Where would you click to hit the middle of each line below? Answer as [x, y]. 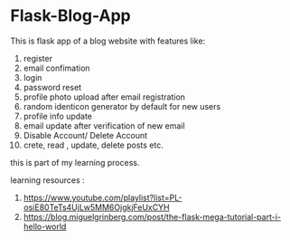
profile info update [58, 116]
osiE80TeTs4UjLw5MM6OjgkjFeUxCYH [96, 207]
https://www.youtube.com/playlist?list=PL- [103, 197]
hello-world [45, 226]
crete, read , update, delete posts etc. [93, 145]
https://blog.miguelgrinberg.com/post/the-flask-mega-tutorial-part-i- [152, 216]
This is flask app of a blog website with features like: [108, 41]
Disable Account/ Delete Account [85, 135]
